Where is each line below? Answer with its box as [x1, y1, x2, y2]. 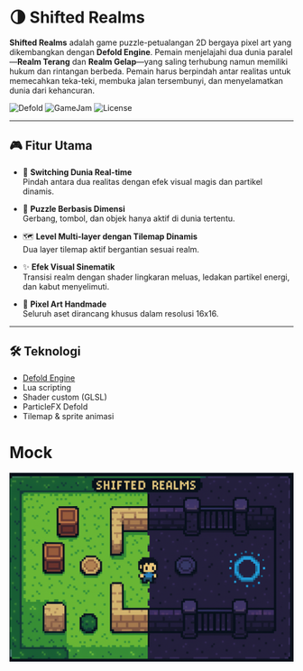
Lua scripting [22, 381, 72, 392]
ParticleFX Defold [22, 400, 88, 412]
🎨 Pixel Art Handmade [22, 299, 107, 309]
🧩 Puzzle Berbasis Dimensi [22, 203, 125, 214]
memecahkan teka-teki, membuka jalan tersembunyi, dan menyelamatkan [9, 75, 284, 86]
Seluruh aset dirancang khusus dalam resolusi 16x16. [22, 308, 219, 318]
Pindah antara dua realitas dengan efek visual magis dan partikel [22, 176, 263, 187]
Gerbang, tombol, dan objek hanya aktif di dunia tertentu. [22, 213, 236, 224]
